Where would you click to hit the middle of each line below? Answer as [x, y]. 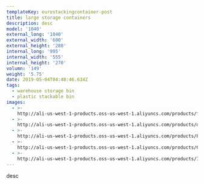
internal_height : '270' [36, 63]
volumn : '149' [24, 68]
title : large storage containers [49, 18]
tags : [13, 86]
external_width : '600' [35, 40]
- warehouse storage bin [43, 91]
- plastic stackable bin [43, 97]
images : [16, 102]
